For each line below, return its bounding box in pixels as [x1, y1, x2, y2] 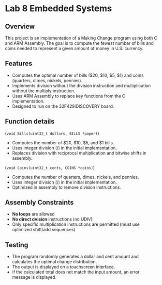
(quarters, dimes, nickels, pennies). [12, 77, 83, 83]
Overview [5, 22, 35, 31]
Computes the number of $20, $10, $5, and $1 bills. [12, 139, 115, 146]
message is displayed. [12, 274, 57, 280]
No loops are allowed [12, 211, 55, 217]
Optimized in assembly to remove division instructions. [12, 184, 121, 190]
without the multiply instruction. [12, 88, 75, 94]
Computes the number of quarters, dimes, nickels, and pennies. [12, 174, 139, 180]
